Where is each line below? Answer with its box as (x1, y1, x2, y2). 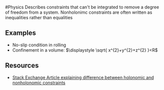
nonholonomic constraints (12, 80, 66, 86)
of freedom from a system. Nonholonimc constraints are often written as (5, 9, 152, 15)
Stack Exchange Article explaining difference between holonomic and (12, 74, 154, 80)
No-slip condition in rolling (12, 42, 67, 48)
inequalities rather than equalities (5, 15, 73, 20)
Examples (5, 29, 36, 37)
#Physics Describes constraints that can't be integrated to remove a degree (5, 4, 160, 10)
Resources (5, 61, 39, 70)
